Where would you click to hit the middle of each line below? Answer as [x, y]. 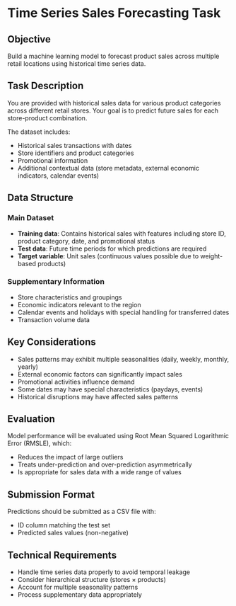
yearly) [28, 367]
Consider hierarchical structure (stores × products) [92, 580]
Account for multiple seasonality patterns [78, 587]
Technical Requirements [62, 555]
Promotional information [53, 160]
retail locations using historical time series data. [77, 64]
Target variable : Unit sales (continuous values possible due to [108, 256]
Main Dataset [31, 218]
